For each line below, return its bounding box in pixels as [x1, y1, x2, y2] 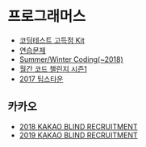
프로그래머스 [7, 7, 86, 26]
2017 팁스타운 [19, 74, 64, 84]
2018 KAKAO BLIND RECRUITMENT [19, 121, 138, 131]
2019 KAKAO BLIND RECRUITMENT [19, 130, 138, 140]
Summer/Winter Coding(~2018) [19, 54, 124, 64]
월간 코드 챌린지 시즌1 [19, 63, 88, 73]
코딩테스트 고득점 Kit [19, 35, 86, 45]
